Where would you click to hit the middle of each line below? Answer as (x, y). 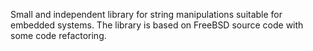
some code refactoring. (58, 35)
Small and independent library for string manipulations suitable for (146, 14)
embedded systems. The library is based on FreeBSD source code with (157, 25)
